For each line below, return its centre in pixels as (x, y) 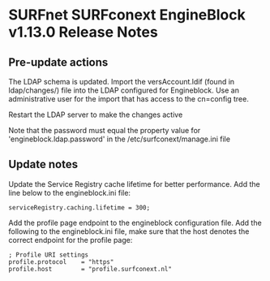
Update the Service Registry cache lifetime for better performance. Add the (135, 184)
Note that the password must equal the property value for (105, 130)
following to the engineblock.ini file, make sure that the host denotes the (129, 231)
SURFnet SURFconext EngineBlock (127, 15)
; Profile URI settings (49, 255)
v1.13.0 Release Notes (83, 32)
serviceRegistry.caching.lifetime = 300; (79, 208)
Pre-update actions (58, 62)
